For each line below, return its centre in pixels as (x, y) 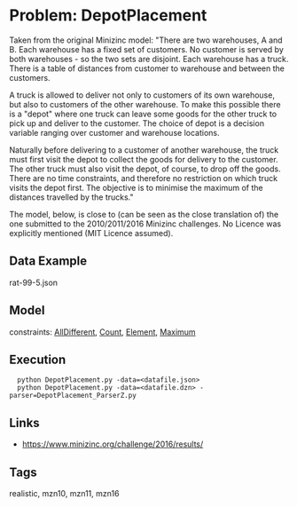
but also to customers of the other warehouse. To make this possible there (145, 104)
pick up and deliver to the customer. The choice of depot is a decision (137, 123)
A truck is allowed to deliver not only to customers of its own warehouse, (142, 95)
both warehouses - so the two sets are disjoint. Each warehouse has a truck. (149, 59)
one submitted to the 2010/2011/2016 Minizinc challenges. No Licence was (145, 224)
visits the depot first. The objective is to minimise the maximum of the (136, 187)
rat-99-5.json (34, 282)
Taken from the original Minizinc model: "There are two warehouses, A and (146, 40)
